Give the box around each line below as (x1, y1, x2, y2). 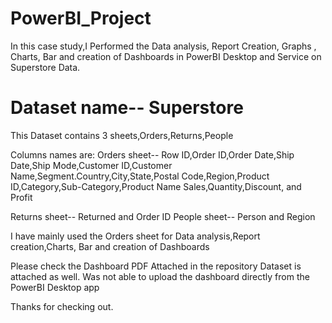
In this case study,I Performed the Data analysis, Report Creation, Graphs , (10, 40, 317, 52)
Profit (10, 191, 33, 203)
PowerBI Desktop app (10, 281, 100, 293)
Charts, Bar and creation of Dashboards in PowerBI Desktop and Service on (10, 50, 322, 62)
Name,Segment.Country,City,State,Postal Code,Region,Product (10, 170, 270, 182)
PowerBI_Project (10, 7, 152, 30)
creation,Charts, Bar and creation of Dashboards (10, 240, 210, 252)
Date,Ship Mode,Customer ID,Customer (10, 159, 173, 171)
